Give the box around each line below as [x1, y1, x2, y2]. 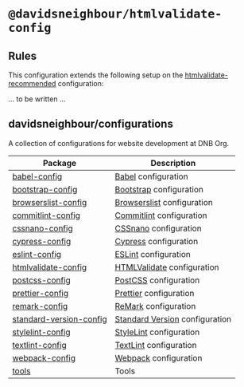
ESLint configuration [114, 248, 191, 259]
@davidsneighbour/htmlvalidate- [8, 6, 223, 22]
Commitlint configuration [114, 210, 208, 221]
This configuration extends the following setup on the [8, 70, 184, 80]
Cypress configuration [114, 235, 199, 247]
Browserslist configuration [114, 196, 213, 207]
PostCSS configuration [114, 274, 200, 286]
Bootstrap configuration [114, 184, 204, 195]
